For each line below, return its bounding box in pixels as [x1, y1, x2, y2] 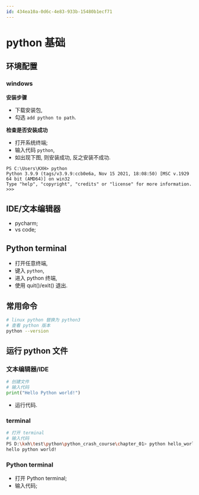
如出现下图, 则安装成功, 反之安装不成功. [14, 153, 111, 160]
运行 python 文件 [6, 346, 68, 356]
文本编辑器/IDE [6, 365, 49, 373]
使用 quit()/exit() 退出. [14, 282, 68, 289]
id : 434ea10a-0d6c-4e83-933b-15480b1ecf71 [6, 8, 113, 15]
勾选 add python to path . [14, 114, 76, 121]
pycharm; [14, 220, 38, 227]
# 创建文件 [6, 379, 30, 385]
